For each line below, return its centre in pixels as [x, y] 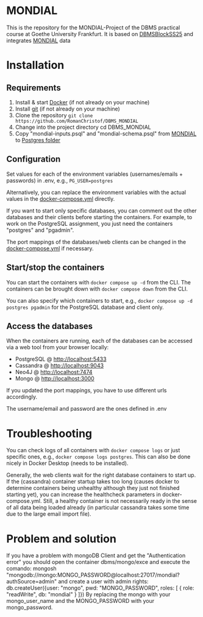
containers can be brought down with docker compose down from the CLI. [97, 289]
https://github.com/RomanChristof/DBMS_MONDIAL [77, 121]
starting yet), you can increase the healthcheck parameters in [84, 494]
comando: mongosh [31, 569]
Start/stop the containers [55, 268]
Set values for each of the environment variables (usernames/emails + [94, 174]
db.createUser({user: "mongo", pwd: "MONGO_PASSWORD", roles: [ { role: [100, 588]
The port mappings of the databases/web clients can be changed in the [96, 242]
